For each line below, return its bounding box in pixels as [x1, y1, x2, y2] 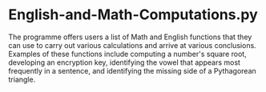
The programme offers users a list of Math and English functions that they [8, 32, 252, 42]
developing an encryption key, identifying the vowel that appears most [8, 58, 240, 67]
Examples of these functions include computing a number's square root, [8, 49, 247, 58]
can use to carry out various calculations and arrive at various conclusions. [8, 40, 256, 50]
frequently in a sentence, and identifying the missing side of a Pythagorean [8, 66, 256, 75]
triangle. [8, 74, 36, 84]
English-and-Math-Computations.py [8, 6, 258, 24]
